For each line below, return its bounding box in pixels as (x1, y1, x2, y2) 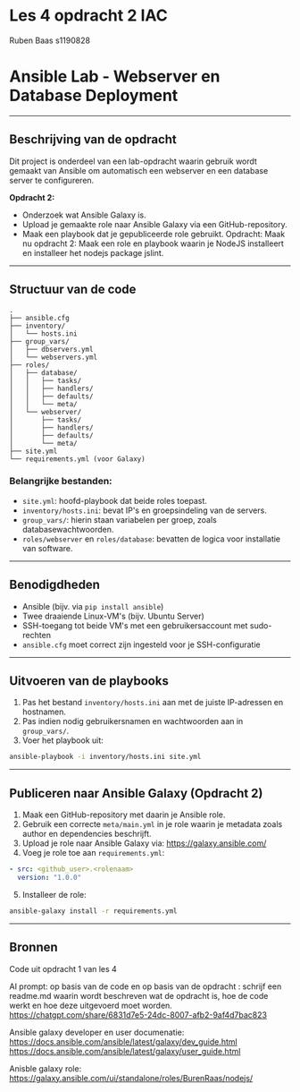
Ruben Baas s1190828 (9, 35, 91, 46)
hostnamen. (21, 706, 67, 717)
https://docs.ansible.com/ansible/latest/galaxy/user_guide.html (9, 1045, 241, 1056)
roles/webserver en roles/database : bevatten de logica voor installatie (21, 533, 281, 544)
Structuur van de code (9, 282, 137, 297)
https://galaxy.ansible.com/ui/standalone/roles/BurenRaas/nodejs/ (9, 1072, 254, 1083)
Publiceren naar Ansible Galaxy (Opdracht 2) (9, 785, 263, 801)
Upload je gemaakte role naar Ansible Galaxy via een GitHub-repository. (21, 218, 287, 229)
